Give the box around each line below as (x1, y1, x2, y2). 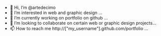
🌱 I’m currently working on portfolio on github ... (9, 15, 108, 20)
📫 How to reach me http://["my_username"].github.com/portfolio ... (9, 26, 149, 31)
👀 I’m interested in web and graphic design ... (9, 10, 103, 16)
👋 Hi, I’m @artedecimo (9, 5, 56, 10)
